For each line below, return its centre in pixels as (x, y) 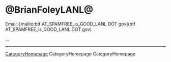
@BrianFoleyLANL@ (49, 10)
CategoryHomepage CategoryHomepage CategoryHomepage (70, 54)
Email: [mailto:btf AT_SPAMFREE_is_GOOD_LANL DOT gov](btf (70, 24)
